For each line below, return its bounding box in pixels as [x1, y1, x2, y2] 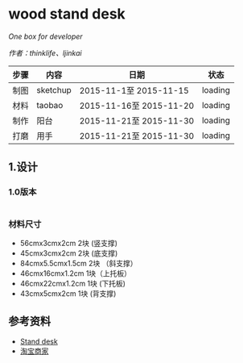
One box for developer [8, 31, 83, 41]
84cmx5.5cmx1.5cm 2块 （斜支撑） [19, 258, 138, 268]
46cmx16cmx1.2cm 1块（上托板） [19, 268, 131, 278]
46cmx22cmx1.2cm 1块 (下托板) [19, 278, 126, 288]
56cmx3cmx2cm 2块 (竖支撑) [19, 238, 118, 248]
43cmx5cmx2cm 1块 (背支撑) [19, 288, 117, 298]
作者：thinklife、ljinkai [8, 48, 82, 57]
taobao [36, 99, 64, 111]
